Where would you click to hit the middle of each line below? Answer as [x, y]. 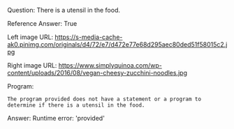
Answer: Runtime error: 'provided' [56, 118]
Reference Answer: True [42, 23]
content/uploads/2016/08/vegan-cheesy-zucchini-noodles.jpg [97, 73]
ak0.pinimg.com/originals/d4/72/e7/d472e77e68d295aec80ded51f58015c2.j [117, 44]
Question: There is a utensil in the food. [64, 10]
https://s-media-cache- [89, 37]
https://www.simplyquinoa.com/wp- [110, 65]
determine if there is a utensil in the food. [76, 105]
